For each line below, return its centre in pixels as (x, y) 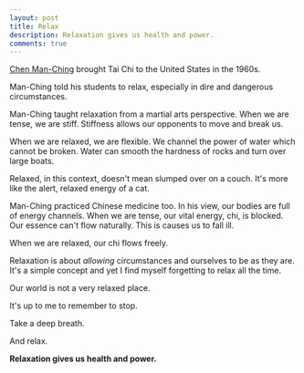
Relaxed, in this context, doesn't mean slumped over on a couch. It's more (149, 179)
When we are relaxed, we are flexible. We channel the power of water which (152, 141)
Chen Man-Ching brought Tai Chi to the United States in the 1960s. (135, 69)
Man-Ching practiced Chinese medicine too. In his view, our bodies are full (150, 206)
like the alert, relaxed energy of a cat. (80, 189)
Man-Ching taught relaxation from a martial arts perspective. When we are (149, 114)
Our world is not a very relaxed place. (80, 288)
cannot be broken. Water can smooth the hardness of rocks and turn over (148, 151)
